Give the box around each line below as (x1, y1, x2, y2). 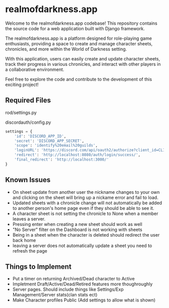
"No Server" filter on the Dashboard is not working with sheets (12, 226, 142, 233)
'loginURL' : (14, 147, 39, 153)
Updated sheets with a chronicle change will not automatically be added (12, 200, 162, 206)
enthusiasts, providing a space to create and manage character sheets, (5, 40, 153, 46)
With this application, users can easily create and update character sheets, (5, 55, 160, 61)
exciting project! (5, 82, 39, 88)
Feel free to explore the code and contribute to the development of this (5, 76, 152, 82)
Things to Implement (5, 262, 72, 271)
